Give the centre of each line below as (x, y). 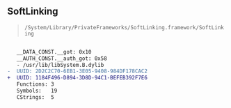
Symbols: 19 (37, 91)
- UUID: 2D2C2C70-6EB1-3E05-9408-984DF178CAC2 (78, 71)
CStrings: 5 (35, 97)
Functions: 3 (35, 84)
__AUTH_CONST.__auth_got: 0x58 (62, 59)
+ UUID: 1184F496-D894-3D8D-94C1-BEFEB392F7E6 (78, 78)
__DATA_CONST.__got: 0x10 (54, 52)
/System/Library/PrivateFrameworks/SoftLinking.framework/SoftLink (124, 27)
